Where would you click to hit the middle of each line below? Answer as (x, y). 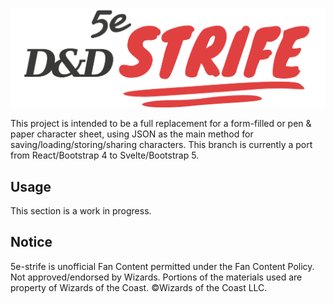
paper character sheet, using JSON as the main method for (132, 134)
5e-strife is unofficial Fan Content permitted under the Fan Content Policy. (162, 266)
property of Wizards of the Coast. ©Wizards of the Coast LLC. (139, 287)
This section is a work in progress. (81, 210)
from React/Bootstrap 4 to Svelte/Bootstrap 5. (105, 155)
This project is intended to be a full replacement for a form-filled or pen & (161, 124)
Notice (31, 242)
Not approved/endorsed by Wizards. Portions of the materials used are (156, 277)
